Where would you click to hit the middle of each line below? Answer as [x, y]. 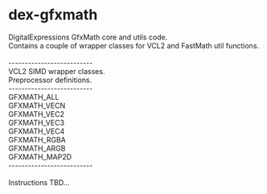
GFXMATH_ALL [34, 97]
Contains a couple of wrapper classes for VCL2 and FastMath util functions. [134, 45]
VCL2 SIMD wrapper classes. [57, 71]
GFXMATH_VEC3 [37, 122]
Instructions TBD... [39, 182]
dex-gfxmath [53, 15]
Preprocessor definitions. [50, 80]
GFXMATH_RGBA [37, 139]
